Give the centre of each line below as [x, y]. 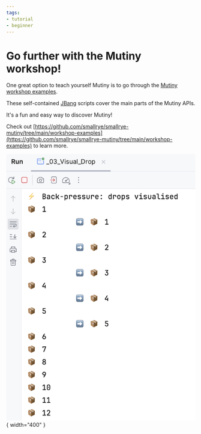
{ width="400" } [26, 425]
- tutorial [20, 19]
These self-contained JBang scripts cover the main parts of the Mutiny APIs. [101, 103]
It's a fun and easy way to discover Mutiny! [59, 115]
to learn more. [51, 146]
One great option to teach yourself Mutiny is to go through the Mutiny [92, 85]
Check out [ [21, 127]
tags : [13, 13]
